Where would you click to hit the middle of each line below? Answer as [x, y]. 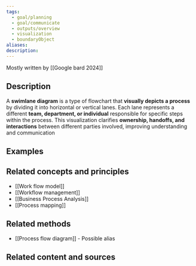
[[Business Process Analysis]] [52, 198]
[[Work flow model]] [39, 186]
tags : [13, 12]
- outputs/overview [36, 28]
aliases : [17, 45]
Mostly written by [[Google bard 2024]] [55, 68]
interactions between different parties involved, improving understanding [97, 126]
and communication [31, 133]
